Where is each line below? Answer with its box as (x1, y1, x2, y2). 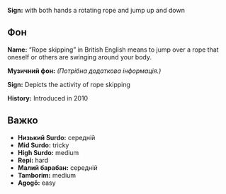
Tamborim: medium (17, 171, 77, 179)
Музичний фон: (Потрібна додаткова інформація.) (7, 67, 162, 75)
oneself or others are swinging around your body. (7, 52, 152, 61)
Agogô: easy (17, 178, 56, 187)
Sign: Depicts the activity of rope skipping (7, 80, 131, 89)
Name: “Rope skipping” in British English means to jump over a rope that (7, 45, 219, 54)
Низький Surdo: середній (17, 133, 96, 142)
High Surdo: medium (17, 148, 79, 156)
